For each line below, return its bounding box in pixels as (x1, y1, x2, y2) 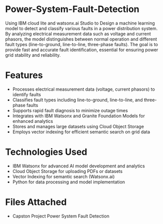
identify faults (12, 91, 41, 97)
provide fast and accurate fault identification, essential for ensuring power (5, 47, 158, 53)
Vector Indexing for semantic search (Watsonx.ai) (12, 173, 115, 179)
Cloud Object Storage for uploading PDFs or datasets (12, 168, 123, 174)
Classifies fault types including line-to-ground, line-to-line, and (12, 97, 143, 103)
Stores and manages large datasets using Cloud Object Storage (12, 123, 144, 129)
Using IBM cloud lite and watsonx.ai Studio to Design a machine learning (5, 20, 155, 26)
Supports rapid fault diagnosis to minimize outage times (12, 107, 128, 113)
